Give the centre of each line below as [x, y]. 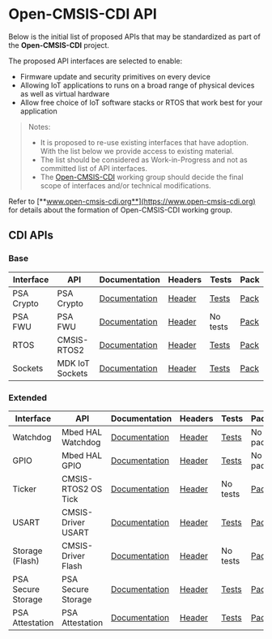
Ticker [25, 489]
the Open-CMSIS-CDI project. [59, 45]
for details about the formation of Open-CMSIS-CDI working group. [121, 210]
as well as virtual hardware [65, 93]
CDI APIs [31, 236]
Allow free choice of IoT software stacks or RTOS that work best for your [141, 102]
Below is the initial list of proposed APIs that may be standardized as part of [134, 36]
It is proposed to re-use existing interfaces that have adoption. [144, 142]
